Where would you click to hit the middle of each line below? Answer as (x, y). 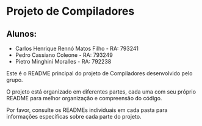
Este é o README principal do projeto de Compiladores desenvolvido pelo (99, 73)
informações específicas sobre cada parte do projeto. (74, 117)
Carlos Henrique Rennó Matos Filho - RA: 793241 (77, 48)
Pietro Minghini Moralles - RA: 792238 (63, 61)
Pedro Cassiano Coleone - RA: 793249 (64, 55)
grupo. (15, 80)
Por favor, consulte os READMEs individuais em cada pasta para (87, 110)
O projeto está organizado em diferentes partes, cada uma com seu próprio (101, 92)
